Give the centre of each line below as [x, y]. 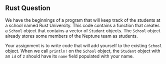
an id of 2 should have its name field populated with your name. [69, 56]
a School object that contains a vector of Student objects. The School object [83, 31]
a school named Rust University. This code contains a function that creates [82, 25]
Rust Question [28, 8]
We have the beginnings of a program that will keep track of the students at [83, 20]
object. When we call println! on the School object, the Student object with [83, 51]
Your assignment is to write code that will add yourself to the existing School [83, 45]
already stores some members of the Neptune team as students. [71, 36]
